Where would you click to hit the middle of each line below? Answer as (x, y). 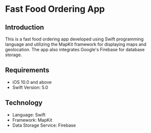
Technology (24, 103)
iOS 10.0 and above (32, 82)
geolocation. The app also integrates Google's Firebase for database (75, 50)
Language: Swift (29, 115)
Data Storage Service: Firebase (44, 125)
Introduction (25, 27)
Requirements (27, 70)
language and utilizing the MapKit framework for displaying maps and (76, 44)
